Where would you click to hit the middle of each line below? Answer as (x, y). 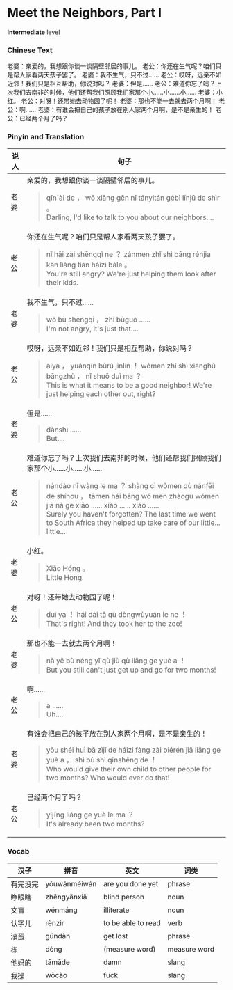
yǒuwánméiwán (71, 883)
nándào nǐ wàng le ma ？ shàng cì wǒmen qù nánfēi (130, 485)
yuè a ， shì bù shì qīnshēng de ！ (102, 760)
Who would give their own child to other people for (129, 769)
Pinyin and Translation (46, 137)
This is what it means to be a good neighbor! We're (129, 385)
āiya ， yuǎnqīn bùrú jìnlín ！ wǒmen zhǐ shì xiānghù (131, 366)
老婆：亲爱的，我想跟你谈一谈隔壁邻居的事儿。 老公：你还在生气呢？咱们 (111, 66)
